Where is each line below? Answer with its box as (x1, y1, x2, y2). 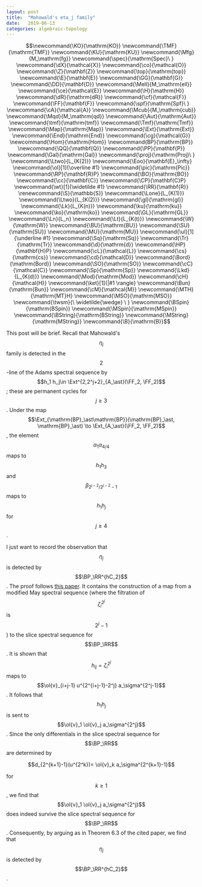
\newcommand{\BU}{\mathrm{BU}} (49, 221, 138, 229)
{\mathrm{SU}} (8, 228, 46, 235)
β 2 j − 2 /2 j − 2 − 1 (85, 482, 118, 491)
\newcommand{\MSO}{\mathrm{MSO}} (74, 292, 172, 299)
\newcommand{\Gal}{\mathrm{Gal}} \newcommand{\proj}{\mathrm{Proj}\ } (7, 151, 195, 159)
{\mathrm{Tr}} (17, 241, 52, 248)
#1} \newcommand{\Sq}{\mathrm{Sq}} (43, 235, 139, 242)
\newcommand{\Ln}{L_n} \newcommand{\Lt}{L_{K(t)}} (8, 215, 145, 223)
